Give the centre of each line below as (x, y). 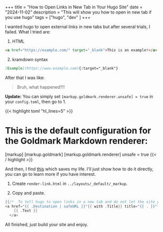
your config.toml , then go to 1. (36, 101)
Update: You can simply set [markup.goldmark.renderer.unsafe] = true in (79, 96)
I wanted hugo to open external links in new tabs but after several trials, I (78, 27)
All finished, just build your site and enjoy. (47, 225)
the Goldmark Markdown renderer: (76, 141)
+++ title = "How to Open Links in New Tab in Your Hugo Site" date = (74, 7)
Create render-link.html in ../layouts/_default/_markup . (70, 183)
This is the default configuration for (78, 130)
